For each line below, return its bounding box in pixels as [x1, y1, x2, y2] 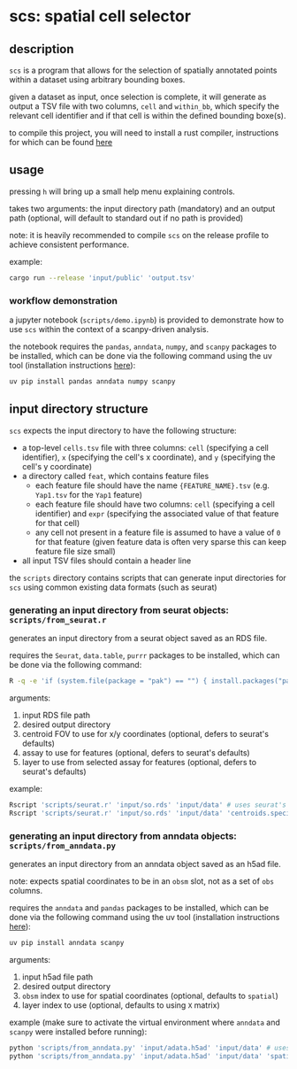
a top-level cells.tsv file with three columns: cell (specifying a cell [21, 442, 270, 453]
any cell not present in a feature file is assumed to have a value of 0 [34, 527, 281, 538]
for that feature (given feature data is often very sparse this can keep [34, 536, 287, 546]
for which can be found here [9, 137, 113, 147]
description [9, 42, 74, 57]
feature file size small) [34, 546, 117, 556]
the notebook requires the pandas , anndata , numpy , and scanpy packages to [9, 341, 277, 352]
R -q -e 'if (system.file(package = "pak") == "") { [9, 676, 208, 686]
